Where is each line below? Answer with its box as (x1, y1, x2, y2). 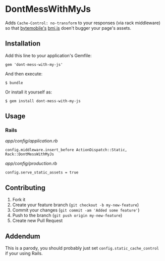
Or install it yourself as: (5, 89, 52, 95)
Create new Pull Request (12, 217, 63, 223)
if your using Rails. (5, 251, 43, 257)
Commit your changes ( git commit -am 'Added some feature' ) (12, 207, 140, 213)
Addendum (5, 232, 41, 240)
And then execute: (5, 71, 43, 77)
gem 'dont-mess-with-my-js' (5, 62, 63, 67)
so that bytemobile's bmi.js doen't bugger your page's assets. (5, 25, 131, 31)
